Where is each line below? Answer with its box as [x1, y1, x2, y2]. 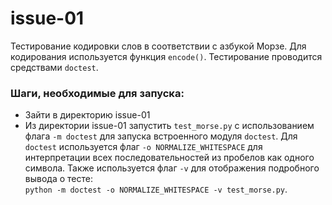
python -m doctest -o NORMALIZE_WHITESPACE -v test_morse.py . [24, 183, 288, 196]
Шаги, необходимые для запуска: [10, 86, 185, 100]
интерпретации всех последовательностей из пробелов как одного [24, 152, 315, 164]
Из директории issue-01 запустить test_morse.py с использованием [24, 120, 315, 132]
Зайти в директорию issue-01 [24, 109, 151, 121]
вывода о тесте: [24, 173, 93, 185]
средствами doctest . [10, 61, 99, 73]
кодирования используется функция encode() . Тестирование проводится [10, 50, 323, 62]
